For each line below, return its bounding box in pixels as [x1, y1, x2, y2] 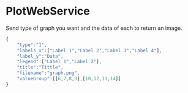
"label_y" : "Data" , [17, 53, 64, 59]
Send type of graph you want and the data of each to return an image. [6, 24, 182, 32]
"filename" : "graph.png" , [17, 70, 80, 77]
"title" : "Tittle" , [17, 64, 64, 71]
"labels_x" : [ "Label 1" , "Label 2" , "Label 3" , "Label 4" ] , [17, 47, 163, 53]
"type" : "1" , [17, 41, 47, 48]
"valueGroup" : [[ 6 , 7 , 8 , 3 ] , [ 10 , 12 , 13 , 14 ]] [17, 76, 121, 82]
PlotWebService [6, 4, 90, 18]
